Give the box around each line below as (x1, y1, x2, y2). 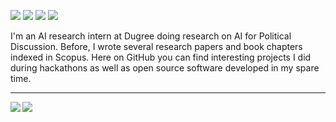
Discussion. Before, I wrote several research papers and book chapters (10, 41, 303, 52)
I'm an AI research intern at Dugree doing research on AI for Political (10, 30, 292, 42)
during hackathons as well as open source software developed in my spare (10, 62, 320, 74)
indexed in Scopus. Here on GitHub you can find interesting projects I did (10, 51, 312, 63)
